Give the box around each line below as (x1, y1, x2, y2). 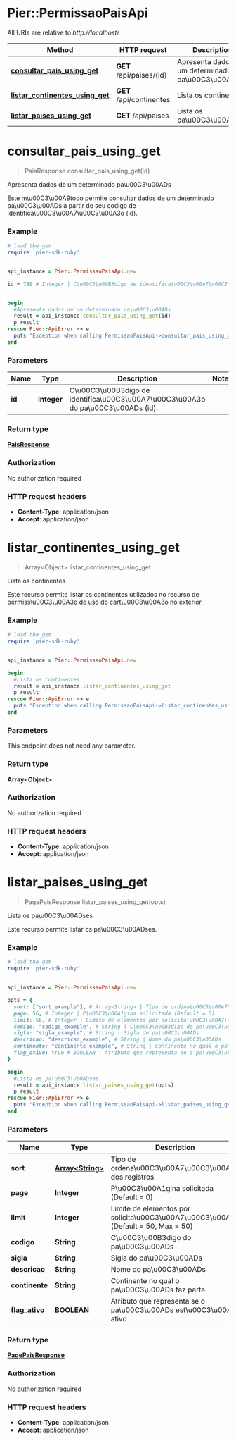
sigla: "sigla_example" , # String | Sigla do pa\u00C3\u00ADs (13, 1029, 199, 1037)
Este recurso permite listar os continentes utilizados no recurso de (7, 590, 199, 598)
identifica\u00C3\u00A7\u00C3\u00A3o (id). (7, 209, 138, 217)
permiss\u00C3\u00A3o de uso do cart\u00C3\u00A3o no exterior (7, 598, 202, 606)
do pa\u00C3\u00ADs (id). (69, 403, 159, 413)
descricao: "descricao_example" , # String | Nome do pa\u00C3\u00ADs (13, 1036, 221, 1044)
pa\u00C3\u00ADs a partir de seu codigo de (7, 201, 137, 209)
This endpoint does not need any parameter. (7, 741, 136, 750)
